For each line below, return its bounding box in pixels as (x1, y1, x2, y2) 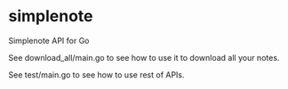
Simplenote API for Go (8, 35, 90, 46)
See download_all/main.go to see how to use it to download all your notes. (8, 52, 280, 63)
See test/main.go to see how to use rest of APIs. (8, 69, 185, 80)
